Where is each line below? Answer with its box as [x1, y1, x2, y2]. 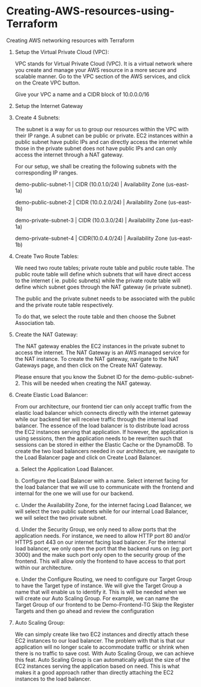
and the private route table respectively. [14, 301, 114, 308]
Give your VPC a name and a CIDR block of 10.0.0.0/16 [14, 91, 150, 98]
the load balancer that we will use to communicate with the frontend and [14, 483, 194, 490]
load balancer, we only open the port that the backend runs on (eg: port [14, 544, 192, 552]
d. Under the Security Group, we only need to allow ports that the [14, 526, 177, 533]
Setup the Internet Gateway [14, 102, 83, 109]
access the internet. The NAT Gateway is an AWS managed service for [14, 349, 190, 356]
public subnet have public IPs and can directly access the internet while [14, 138, 193, 145]
